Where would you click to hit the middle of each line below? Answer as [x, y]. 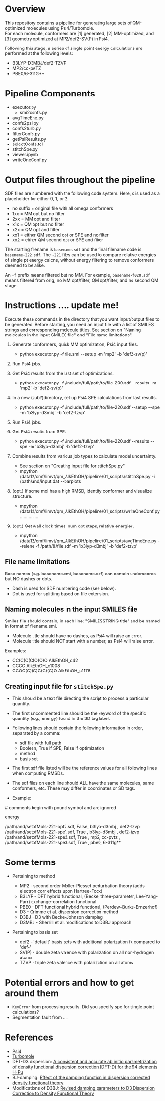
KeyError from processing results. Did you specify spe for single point [83, 1007]
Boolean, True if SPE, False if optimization [62, 748]
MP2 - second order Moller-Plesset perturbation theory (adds [82, 886]
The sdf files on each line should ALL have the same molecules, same [83, 783]
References [29, 1037]
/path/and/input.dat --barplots [50, 481]
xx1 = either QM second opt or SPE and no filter [61, 235]
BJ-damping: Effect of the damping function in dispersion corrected [81, 1077]
